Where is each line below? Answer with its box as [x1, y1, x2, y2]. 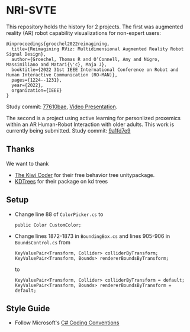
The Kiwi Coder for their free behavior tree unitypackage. [14, 171, 155, 178]
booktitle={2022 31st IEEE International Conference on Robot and [11, 66, 179, 73]
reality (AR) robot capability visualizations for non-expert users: [6, 29, 161, 36]
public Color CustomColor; [14, 222, 82, 228]
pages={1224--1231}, [11, 77, 62, 83]
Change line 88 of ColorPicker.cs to [14, 211, 104, 218]
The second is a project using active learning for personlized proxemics [6, 114, 181, 121]
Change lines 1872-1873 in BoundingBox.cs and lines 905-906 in [14, 232, 170, 240]
